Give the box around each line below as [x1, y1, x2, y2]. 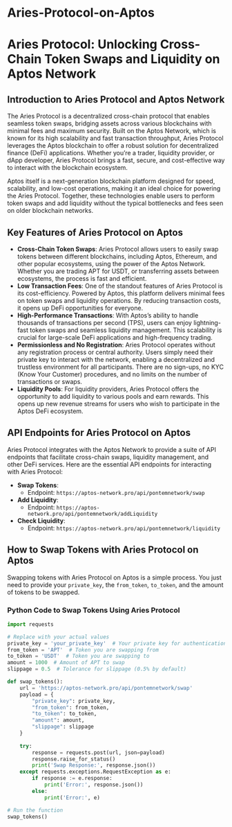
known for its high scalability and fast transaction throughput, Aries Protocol [7, 134, 224, 143]
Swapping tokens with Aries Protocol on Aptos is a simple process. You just [7, 573, 222, 582]
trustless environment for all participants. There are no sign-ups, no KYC [17, 363, 224, 371]
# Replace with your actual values [7, 633, 110, 641]
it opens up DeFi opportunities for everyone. [17, 304, 144, 312]
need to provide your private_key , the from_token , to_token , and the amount [7, 580, 224, 589]
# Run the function [7, 806, 64, 814]
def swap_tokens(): [7, 678, 64, 686]
